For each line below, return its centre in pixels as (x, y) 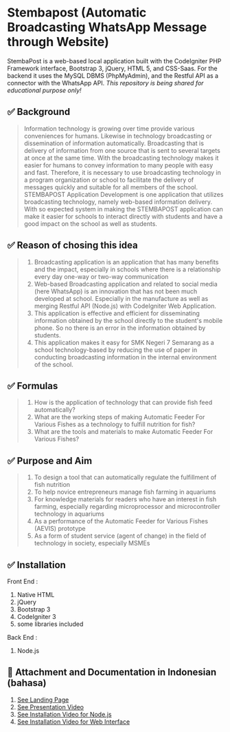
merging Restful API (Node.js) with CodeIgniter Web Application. (125, 306)
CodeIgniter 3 (36, 617)
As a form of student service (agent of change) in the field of (120, 536)
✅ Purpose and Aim (50, 460)
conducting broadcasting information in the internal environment (125, 357)
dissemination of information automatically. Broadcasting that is (114, 143)
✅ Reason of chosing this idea (73, 245)
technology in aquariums (69, 514)
